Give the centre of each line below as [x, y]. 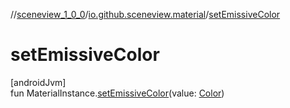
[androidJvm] [38, 82]
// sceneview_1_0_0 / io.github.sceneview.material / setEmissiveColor [145, 14]
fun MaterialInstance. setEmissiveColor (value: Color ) [117, 93]
